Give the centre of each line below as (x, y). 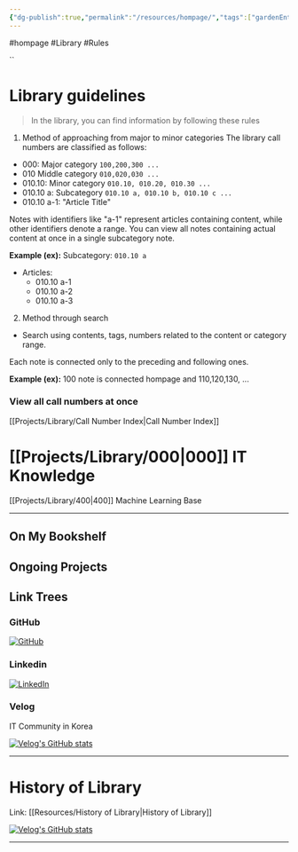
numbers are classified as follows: (84, 146)
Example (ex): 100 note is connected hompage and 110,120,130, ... (129, 379)
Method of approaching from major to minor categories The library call (151, 138)
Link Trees (39, 597)
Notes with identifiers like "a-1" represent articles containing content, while (146, 219)
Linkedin (28, 665)
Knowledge (52, 476)
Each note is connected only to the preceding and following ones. (129, 361)
